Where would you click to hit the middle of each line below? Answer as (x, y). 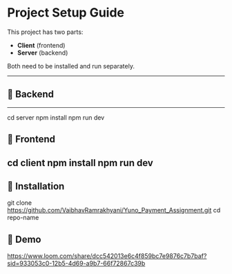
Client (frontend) (41, 45)
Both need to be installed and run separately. (71, 66)
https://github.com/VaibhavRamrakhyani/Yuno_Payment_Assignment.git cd (114, 210)
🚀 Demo (24, 239)
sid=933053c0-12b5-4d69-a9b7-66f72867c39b (76, 264)
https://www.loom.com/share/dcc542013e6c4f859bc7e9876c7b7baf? (107, 256)
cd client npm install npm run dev (80, 163)
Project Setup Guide (66, 13)
